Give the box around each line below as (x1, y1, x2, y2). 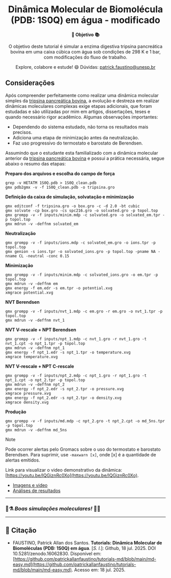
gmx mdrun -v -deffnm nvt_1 (5, 317, 65, 323)
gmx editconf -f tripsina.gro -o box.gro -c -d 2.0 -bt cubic (5, 204, 140, 209)
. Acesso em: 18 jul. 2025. (71, 566, 126, 573)
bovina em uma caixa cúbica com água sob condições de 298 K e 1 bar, (10, 48, 161, 54)
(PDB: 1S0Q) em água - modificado (11, 14, 160, 26)
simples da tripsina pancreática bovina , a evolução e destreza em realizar (5, 98, 159, 104)
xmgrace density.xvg (5, 399, 49, 405)
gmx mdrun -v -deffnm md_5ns (5, 427, 67, 432)
